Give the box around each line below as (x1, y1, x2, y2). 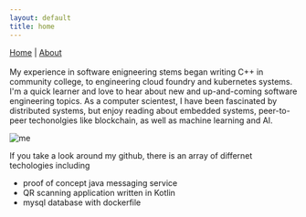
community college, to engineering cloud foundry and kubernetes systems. (9, 76, 293, 87)
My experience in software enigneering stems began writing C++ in (9, 66, 264, 77)
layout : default (9, 13, 71, 23)
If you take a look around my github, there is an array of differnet (9, 150, 253, 160)
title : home (9, 22, 55, 31)
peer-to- (259, 105, 290, 116)
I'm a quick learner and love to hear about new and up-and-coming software (9, 86, 298, 97)
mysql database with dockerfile (22, 197, 142, 208)
